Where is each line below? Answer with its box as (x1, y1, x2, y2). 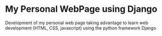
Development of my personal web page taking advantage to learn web (5, 20, 149, 26)
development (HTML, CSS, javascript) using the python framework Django (5, 25, 157, 31)
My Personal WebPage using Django (5, 3, 158, 15)
